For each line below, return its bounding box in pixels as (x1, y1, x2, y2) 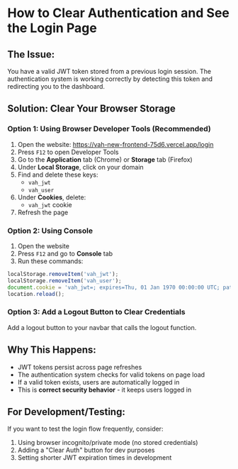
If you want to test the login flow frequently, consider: (7, 424, 164, 434)
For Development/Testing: (7, 406, 125, 418)
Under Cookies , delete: (17, 193, 86, 202)
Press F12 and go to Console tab (17, 249, 113, 258)
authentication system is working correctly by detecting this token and (7, 75, 213, 83)
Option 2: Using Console (7, 226, 93, 236)
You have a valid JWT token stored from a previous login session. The (7, 67, 211, 75)
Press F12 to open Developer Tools (17, 148, 119, 156)
